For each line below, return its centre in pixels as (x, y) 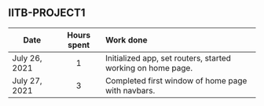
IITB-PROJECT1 (47, 13)
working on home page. (149, 68)
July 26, (27, 58)
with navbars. (130, 90)
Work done (126, 40)
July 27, (27, 80)
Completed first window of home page (176, 80)
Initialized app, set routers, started (168, 58)
